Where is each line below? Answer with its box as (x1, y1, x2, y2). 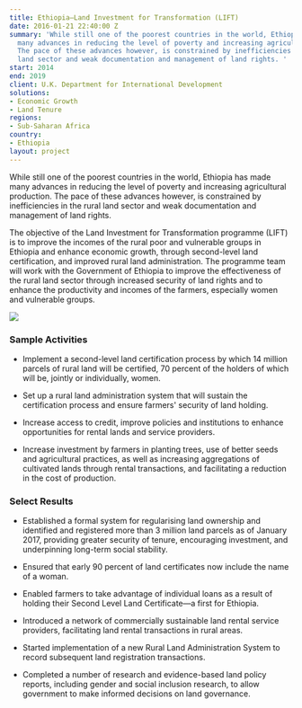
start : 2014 (9, 64, 54, 73)
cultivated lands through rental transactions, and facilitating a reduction (22, 463, 288, 473)
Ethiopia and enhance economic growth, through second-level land (9, 246, 259, 257)
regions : (9, 113, 42, 122)
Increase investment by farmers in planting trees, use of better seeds (22, 444, 279, 455)
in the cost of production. (22, 473, 117, 483)
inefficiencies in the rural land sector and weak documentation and (9, 199, 257, 211)
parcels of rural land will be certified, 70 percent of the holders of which (22, 363, 289, 374)
